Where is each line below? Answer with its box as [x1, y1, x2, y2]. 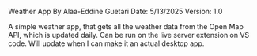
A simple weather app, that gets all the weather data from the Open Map [8, 22, 244, 31]
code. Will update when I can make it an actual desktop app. [8, 39, 205, 48]
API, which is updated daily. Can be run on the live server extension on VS [8, 31, 250, 39]
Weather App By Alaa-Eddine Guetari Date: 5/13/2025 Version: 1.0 [8, 7, 223, 16]
